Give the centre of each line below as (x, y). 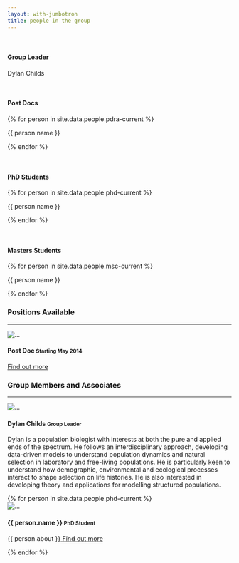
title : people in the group (49, 21)
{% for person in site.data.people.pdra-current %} (81, 119)
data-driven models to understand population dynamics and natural (106, 455)
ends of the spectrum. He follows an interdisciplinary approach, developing (118, 447)
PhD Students (28, 177)
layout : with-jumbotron (43, 14)
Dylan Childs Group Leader (44, 423)
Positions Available (41, 312)
